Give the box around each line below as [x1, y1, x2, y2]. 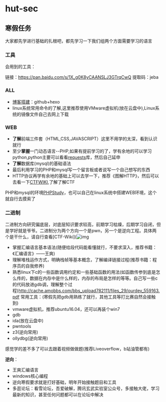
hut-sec [5, 3, 39, 14]
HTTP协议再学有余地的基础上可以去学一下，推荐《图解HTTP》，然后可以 [12, 173, 159, 179]
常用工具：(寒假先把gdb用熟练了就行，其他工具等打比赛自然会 [20, 294, 147, 300]
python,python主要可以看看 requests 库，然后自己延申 [12, 154, 121, 160]
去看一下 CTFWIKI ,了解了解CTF [12, 179, 75, 185]
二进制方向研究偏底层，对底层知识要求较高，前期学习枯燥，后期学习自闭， [5, 221, 157, 228]
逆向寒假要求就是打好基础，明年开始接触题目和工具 [12, 379, 117, 385]
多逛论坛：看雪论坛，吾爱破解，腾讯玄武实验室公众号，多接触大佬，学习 [12, 386, 160, 392]
